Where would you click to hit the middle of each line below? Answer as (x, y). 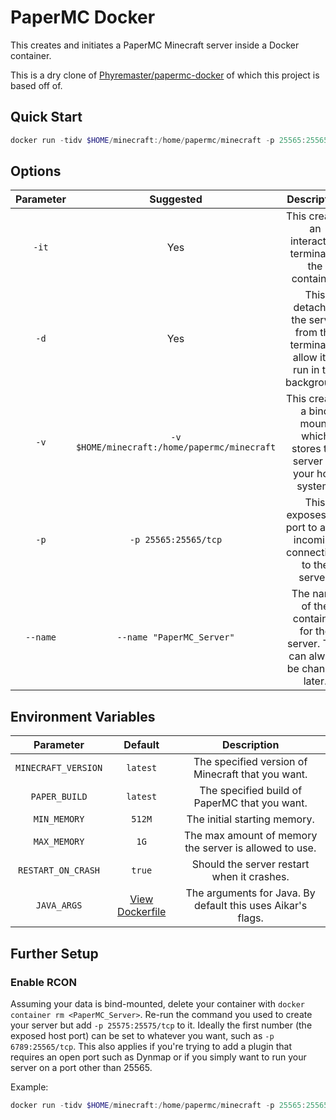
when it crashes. (250, 877)
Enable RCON (43, 982)
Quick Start (46, 117)
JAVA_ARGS (59, 905)
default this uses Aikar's (251, 906)
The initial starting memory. (250, 819)
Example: (29, 1087)
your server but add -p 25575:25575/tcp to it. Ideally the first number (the (161, 1025)
